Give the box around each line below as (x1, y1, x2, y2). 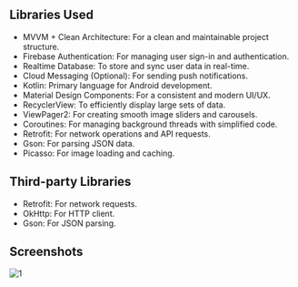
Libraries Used (9, 7, 94, 23)
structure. (22, 41, 60, 52)
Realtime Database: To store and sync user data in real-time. (22, 60, 250, 71)
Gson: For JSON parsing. (22, 218, 116, 229)
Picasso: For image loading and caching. (22, 148, 175, 159)
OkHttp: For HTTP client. (22, 208, 115, 219)
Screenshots (9, 244, 84, 260)
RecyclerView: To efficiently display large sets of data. (22, 99, 226, 110)
